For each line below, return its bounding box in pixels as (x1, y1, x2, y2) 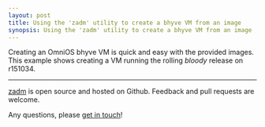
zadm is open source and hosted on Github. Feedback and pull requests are (8, 87, 255, 96)
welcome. (8, 95, 40, 104)
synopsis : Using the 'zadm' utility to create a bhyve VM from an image (8, 26, 252, 34)
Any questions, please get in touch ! (8, 111, 123, 120)
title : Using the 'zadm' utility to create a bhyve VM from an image (8, 19, 242, 27)
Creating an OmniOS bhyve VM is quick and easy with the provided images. (8, 48, 255, 57)
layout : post (8, 11, 51, 20)
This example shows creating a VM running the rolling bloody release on (8, 56, 244, 65)
